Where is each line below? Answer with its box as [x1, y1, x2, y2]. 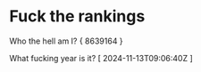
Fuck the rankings [9, 6, 146, 27]
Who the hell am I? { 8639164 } [9, 36, 123, 46]
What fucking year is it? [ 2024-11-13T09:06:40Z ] [9, 52, 194, 63]
